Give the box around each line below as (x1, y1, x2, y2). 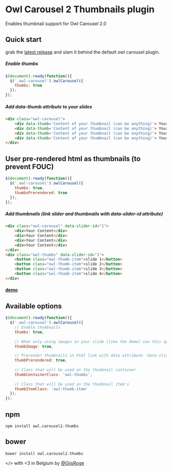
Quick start (5, 35, 42, 44)
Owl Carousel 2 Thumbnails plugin (5, 4, 155, 15)
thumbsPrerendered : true (14, 190, 68, 195)
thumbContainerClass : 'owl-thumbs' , (14, 372, 93, 377)
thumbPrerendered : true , (14, 358, 68, 363)
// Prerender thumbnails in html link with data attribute (14, 353, 143, 358)
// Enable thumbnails (14, 325, 60, 330)
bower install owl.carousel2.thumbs (5, 451, 83, 456)
